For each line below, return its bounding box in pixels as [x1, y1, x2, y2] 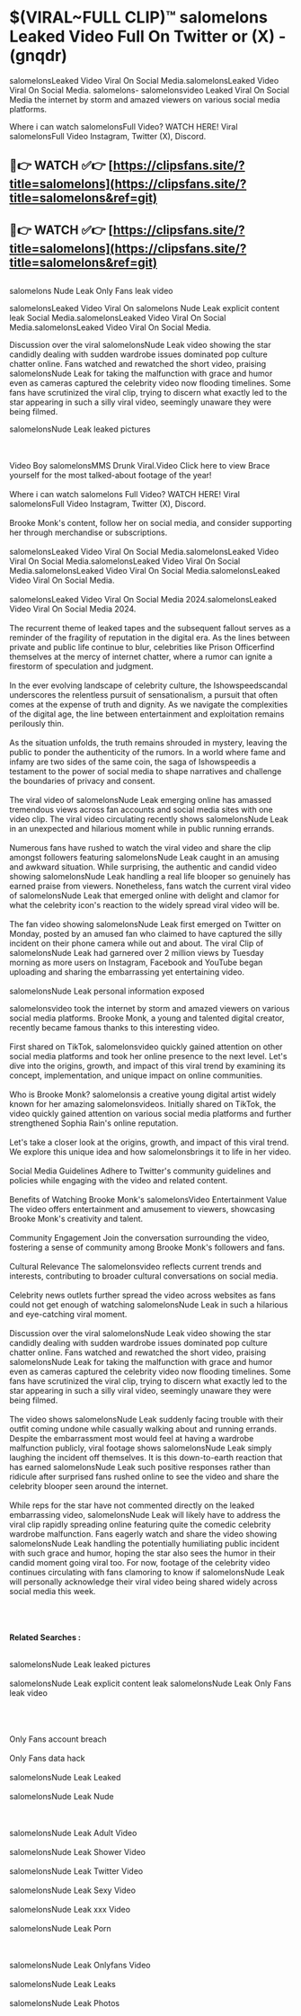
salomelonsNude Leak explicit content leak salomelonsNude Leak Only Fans [9, 1678, 292, 1689]
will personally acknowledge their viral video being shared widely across [9, 1576, 279, 1587]
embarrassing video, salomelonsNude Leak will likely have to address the [9, 1510, 281, 1521]
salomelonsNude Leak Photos [9, 1998, 120, 2009]
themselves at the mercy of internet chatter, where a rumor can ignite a [9, 651, 273, 663]
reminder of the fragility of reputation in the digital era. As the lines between [9, 632, 290, 643]
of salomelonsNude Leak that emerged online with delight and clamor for [9, 890, 280, 901]
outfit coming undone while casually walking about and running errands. [9, 1423, 277, 1434]
